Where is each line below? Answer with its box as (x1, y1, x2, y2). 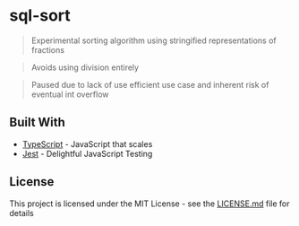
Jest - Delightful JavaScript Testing (21, 148, 153, 159)
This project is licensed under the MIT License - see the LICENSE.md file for (9, 198, 290, 209)
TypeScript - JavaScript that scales (21, 138, 153, 149)
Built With (9, 115, 65, 130)
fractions (30, 44, 65, 55)
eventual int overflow (30, 89, 109, 100)
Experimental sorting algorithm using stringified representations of (30, 35, 278, 46)
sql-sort (9, 5, 72, 26)
